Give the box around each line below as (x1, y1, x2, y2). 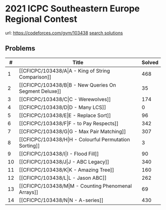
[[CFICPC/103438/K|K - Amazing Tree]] (19, 166, 115, 173)
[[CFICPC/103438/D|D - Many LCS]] (19, 104, 106, 110)
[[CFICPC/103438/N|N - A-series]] (19, 197, 104, 204)
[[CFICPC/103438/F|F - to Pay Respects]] (19, 120, 119, 127)
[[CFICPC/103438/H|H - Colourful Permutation (19, 136, 130, 143)
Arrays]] (19, 189, 39, 196)
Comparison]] (19, 73, 52, 80)
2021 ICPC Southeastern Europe (5, 3, 140, 14)
